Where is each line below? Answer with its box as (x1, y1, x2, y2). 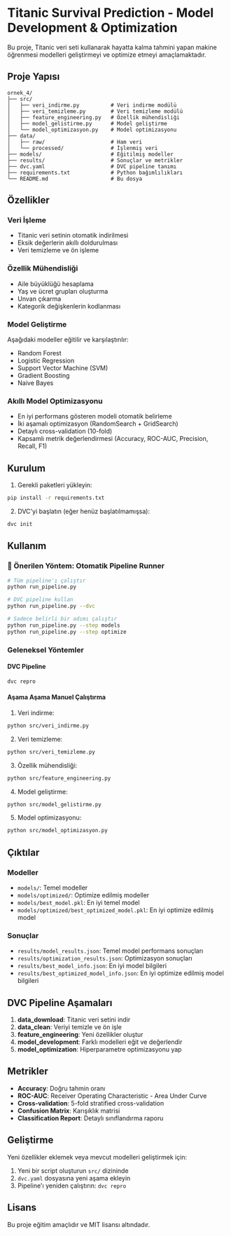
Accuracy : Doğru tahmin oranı (17, 1084, 106, 1092)
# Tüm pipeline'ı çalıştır (7, 577, 86, 584)
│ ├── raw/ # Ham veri (7, 138, 142, 145)
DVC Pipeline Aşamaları (7, 997, 113, 1009)
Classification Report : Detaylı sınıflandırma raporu (17, 1113, 164, 1122)
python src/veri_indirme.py (7, 722, 90, 729)
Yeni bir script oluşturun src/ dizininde (17, 1166, 129, 1175)
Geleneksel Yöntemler (7, 645, 84, 655)
